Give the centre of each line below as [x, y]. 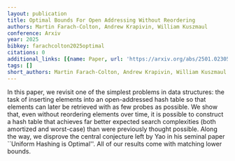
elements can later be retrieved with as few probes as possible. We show [113, 107]
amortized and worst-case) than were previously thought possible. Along [113, 129]
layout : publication [37, 14]
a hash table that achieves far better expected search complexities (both [112, 121]
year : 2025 [23, 40]
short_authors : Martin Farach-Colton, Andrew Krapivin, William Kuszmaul [117, 72]
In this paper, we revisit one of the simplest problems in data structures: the [116, 92]
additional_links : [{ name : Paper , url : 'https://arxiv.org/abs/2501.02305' [120, 59]
